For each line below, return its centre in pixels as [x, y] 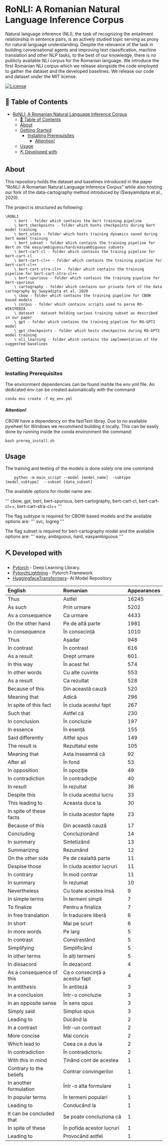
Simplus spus [79, 1011]
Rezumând [76, 850]
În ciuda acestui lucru [88, 795]
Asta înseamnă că [84, 754]
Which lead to [24, 1044]
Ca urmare [76, 615]
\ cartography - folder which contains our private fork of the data [88, 287]
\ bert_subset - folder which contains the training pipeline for [85, 243]
